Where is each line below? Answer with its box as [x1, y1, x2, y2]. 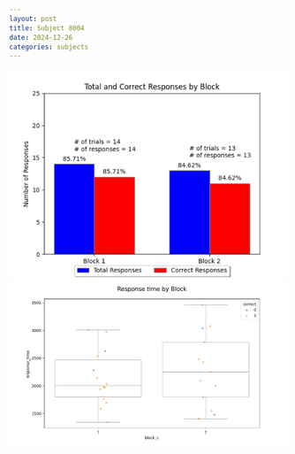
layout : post [9, 14, 57, 23]
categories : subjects [9, 42, 89, 51]
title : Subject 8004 [9, 23, 86, 33]
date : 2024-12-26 [9, 33, 73, 42]
